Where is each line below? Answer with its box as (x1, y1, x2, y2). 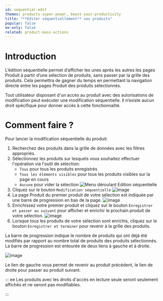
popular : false (5, 21, 36, 26)
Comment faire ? (5, 120, 74, 131)
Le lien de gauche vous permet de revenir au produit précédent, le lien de (5, 262, 153, 268)
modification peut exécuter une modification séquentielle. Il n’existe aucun (5, 97, 155, 103)
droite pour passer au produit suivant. (5, 267, 81, 273)
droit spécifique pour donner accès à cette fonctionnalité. (5, 102, 121, 108)
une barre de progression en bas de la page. (12, 197, 102, 203)
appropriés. (12, 150, 36, 156)
